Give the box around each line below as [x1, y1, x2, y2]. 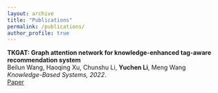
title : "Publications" [7, 17, 73, 24]
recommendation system [7, 56, 81, 65]
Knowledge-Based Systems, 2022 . [7, 71, 107, 79]
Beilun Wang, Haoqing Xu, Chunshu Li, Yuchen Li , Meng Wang [7, 63, 186, 71]
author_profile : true [7, 29, 70, 37]
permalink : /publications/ [7, 23, 85, 30]
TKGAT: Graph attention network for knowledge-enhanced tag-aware [7, 49, 212, 57]
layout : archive [7, 10, 54, 17]
